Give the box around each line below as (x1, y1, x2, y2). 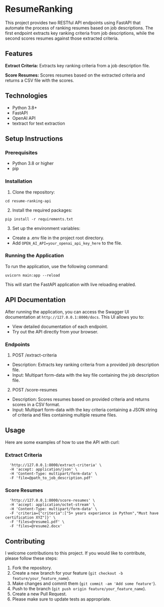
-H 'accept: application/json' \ (9, 467, 78, 472)
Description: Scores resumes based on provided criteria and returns (12, 396, 150, 402)
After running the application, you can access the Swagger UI (5, 308, 129, 315)
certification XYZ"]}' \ (5, 515, 56, 520)
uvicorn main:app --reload (5, 273, 60, 278)
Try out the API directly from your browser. (12, 329, 99, 334)
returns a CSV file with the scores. (5, 77, 74, 83)
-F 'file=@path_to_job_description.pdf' (9, 475, 93, 481)
